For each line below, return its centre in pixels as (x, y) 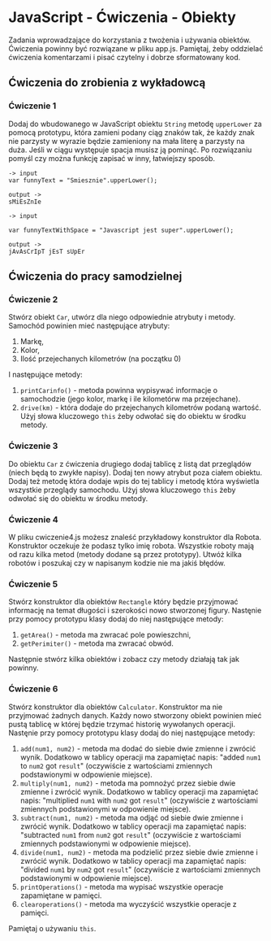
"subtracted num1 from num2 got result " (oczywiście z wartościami (131, 834)
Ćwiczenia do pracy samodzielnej (95, 277)
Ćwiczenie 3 (33, 446)
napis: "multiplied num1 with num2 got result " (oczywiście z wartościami (139, 800)
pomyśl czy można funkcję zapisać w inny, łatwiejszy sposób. (112, 158)
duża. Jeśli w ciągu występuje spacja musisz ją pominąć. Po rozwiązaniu (130, 150)
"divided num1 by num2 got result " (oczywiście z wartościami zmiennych (140, 869)
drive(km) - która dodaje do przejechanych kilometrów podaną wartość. (141, 407)
